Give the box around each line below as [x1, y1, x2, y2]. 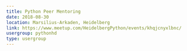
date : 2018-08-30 [6, 14, 49, 20]
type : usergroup [6, 36, 46, 42]
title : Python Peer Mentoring [6, 8, 81, 15]
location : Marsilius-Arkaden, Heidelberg [6, 19, 110, 25]
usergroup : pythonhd [6, 30, 58, 36]
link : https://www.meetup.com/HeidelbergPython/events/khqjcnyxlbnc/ [6, 25, 182, 31]
